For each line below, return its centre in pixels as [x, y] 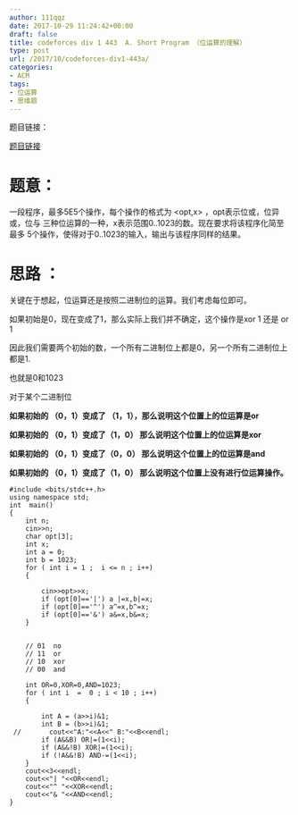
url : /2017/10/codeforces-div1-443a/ [79, 59]
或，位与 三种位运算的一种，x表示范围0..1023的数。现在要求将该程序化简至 [147, 223]
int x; [37, 545]
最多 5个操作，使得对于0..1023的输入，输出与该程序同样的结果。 [128, 234]
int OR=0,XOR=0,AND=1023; [74, 685]
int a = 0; [46, 552]
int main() [31, 506]
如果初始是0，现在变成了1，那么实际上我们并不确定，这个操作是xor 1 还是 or [149, 319]
